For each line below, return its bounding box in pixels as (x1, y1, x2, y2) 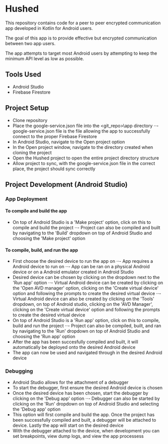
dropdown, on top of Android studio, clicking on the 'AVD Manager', (12, 301, 153, 307)
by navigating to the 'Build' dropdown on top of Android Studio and (12, 230, 152, 236)
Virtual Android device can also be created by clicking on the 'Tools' (12, 296, 155, 302)
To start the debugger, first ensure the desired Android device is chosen (12, 384, 163, 390)
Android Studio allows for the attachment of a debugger (12, 379, 129, 385)
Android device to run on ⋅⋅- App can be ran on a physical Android (12, 264, 150, 270)
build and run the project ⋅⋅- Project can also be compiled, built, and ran (12, 322, 161, 329)
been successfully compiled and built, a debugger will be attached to (12, 417, 156, 423)
